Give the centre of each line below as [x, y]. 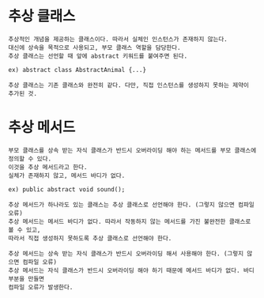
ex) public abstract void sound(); [67, 189]
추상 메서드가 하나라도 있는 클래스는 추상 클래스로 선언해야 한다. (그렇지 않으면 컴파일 [131, 205]
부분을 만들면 [26, 279]
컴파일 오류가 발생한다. [41, 287]
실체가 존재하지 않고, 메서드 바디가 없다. [67, 175]
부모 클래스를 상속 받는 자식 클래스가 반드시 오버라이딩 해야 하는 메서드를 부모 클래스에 [132, 150]
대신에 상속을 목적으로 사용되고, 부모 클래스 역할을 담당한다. [94, 47]
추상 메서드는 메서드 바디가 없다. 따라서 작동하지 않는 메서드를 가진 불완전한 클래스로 [130, 221]
